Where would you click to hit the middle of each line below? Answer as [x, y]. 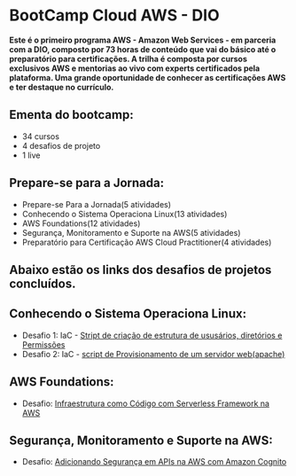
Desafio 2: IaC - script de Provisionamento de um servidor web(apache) [153, 354]
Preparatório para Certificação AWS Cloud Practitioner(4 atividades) [147, 242]
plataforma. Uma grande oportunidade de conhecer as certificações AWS [148, 77]
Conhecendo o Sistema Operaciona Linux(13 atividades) [125, 214]
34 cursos [41, 136]
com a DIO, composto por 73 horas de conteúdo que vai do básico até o [143, 49]
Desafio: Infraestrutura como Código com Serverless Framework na [146, 403]
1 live [31, 155]
